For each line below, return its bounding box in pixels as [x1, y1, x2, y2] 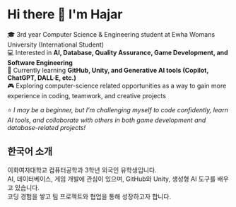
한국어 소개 [7, 146, 53, 158]
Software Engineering [7, 58, 73, 66]
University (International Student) [7, 40, 105, 49]
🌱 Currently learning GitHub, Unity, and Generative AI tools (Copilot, [7, 66, 209, 74]
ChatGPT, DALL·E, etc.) [7, 73, 76, 82]
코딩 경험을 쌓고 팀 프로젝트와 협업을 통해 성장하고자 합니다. [7, 192, 172, 201]
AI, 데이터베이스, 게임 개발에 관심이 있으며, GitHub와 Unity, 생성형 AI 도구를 [7, 175, 216, 183]
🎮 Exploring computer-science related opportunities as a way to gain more [7, 81, 227, 90]
